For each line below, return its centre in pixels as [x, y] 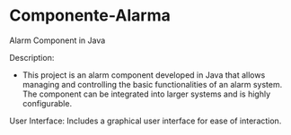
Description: [32, 57]
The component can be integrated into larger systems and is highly [146, 94]
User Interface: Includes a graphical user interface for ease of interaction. [145, 121]
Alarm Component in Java [57, 40]
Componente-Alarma [90, 16]
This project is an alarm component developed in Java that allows [144, 75]
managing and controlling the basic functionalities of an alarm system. [152, 84]
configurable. [47, 103]
